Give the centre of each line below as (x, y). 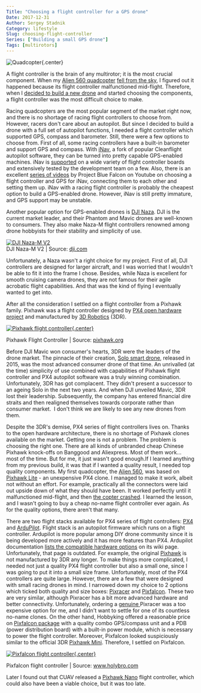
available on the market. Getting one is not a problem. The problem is (91, 439)
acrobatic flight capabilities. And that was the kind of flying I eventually (94, 286)
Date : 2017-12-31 (28, 17)
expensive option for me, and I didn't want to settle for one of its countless (98, 610)
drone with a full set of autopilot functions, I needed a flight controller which (100, 130)
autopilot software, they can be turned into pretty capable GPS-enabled (95, 155)
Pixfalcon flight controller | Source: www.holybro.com (72, 665)
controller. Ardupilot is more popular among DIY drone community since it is (100, 534)
